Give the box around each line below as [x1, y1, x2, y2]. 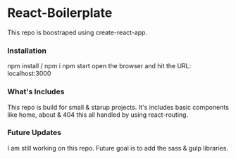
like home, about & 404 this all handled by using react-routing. [7, 110, 189, 119]
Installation [7, 46, 47, 56]
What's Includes [7, 87, 65, 96]
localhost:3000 [7, 69, 51, 78]
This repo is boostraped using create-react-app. [7, 28, 148, 37]
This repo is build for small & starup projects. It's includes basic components [7, 103, 229, 111]
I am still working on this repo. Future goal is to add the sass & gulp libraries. [7, 144, 229, 152]
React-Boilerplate [7, 5, 113, 21]
